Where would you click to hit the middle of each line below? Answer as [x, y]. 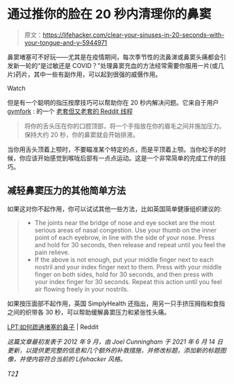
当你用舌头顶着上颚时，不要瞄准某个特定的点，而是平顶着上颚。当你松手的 [114, 149]
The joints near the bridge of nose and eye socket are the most [125, 222]
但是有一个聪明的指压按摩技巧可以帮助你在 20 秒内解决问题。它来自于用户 [113, 102]
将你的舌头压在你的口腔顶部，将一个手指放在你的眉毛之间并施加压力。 [125, 126]
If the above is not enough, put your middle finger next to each [124, 259]
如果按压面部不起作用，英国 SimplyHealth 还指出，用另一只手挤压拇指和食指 [116, 303]
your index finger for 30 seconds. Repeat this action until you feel [128, 281]
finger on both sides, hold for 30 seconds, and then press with [124, 274]
